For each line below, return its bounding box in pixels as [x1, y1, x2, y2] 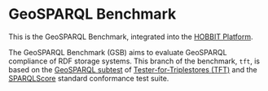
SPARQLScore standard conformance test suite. [8, 73, 169, 83]
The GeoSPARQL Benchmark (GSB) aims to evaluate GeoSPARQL [8, 47, 227, 57]
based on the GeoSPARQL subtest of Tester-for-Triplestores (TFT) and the [8, 64, 258, 74]
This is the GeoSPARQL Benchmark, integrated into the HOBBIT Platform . [8, 32, 254, 41]
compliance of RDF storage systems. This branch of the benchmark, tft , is [8, 56, 261, 66]
